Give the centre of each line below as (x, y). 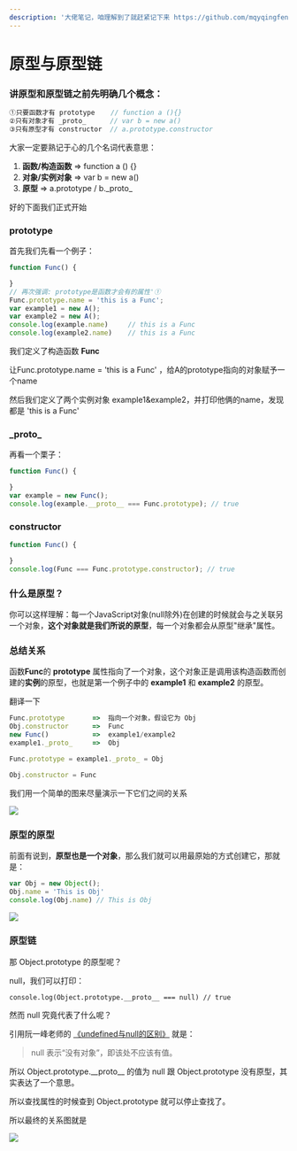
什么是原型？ (37, 593)
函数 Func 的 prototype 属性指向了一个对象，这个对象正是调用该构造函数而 (144, 672)
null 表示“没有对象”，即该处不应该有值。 (104, 1052)
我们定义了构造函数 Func (54, 351)
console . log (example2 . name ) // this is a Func (103, 333)
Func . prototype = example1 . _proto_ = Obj (87, 759)
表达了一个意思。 (48, 1082)
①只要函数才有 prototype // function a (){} (96, 113)
